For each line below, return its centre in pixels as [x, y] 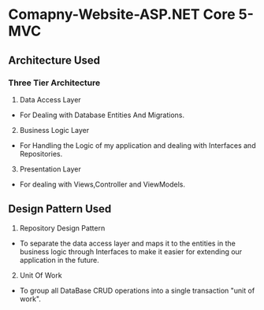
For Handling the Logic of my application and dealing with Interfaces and [138, 145]
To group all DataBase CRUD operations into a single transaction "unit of [137, 290]
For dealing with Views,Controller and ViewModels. [102, 184]
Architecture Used [54, 60]
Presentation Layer [50, 169]
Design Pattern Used [60, 209]
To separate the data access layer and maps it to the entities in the [128, 243]
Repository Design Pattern [62, 228]
